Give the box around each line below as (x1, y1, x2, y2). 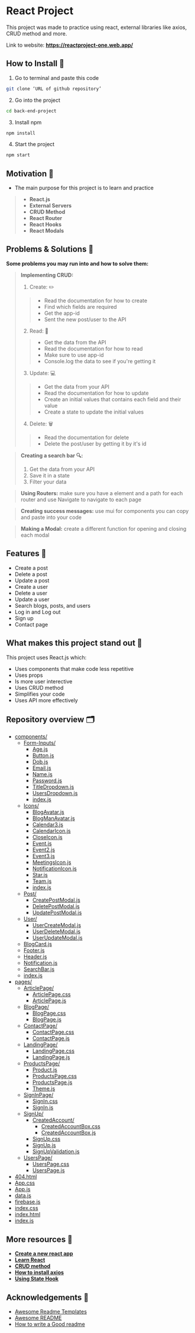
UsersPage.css (32, 1161, 70, 1168)
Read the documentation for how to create (44, 297, 148, 304)
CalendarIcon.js (32, 827, 71, 835)
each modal (20, 531, 50, 538)
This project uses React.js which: (6, 654, 87, 661)
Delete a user (14, 589, 48, 596)
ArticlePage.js (32, 997, 67, 1004)
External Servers (29, 202, 72, 209)
